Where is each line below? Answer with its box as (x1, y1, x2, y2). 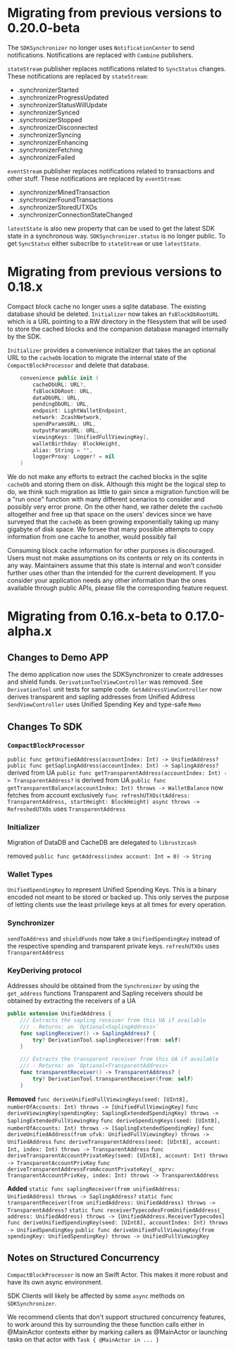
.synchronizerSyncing (17, 131, 82, 139)
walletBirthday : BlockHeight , (32, 440, 121, 447)
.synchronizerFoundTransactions (17, 195, 114, 204)
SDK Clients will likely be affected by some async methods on (7, 1291, 185, 1300)
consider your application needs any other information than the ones (7, 577, 206, 585)
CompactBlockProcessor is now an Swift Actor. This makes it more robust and (7, 1270, 228, 1279)
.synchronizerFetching (17, 145, 83, 154)
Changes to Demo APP (7, 651, 109, 663)
